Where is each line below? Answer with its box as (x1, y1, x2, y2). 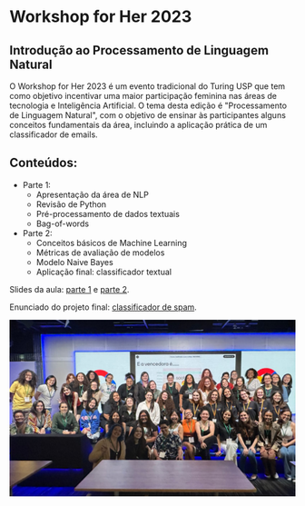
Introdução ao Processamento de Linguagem (9, 43, 270, 58)
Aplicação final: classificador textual (35, 266, 172, 277)
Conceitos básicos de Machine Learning (35, 237, 188, 248)
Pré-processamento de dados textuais (35, 208, 180, 219)
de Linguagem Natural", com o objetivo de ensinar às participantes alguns (9, 110, 286, 120)
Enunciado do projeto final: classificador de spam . (9, 302, 197, 313)
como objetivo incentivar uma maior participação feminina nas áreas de (9, 91, 278, 101)
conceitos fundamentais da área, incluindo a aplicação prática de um (9, 120, 268, 130)
